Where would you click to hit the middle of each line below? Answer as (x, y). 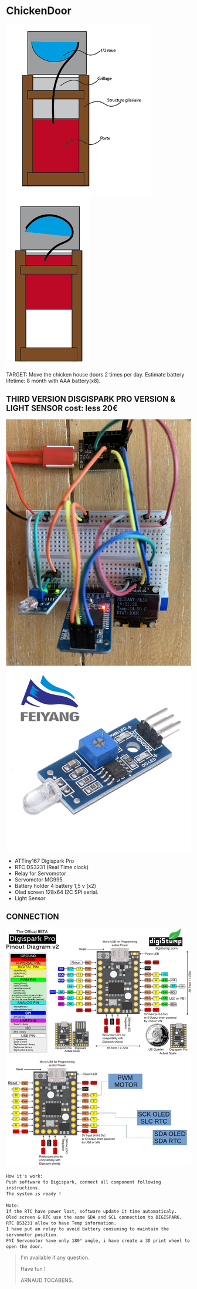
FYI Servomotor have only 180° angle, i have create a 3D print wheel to (98, 1241)
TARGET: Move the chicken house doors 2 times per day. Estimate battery (95, 374)
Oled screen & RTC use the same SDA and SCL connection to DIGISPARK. (94, 1217)
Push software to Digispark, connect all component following (84, 1182)
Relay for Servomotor (40, 873)
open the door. (25, 1246)
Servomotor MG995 (38, 879)
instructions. (23, 1188)
